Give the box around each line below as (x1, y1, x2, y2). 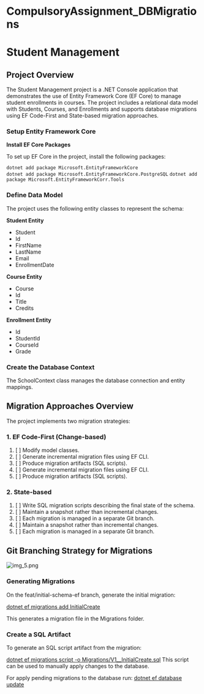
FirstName (15, 241, 42, 249)
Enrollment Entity (6, 316, 52, 323)
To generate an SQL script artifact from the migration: (6, 644, 142, 651)
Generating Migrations (6, 577, 75, 586)
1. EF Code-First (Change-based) (6, 432, 107, 441)
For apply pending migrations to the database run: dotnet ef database (6, 674, 183, 681)
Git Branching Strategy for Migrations (6, 545, 153, 556)
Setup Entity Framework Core (6, 127, 96, 136)
